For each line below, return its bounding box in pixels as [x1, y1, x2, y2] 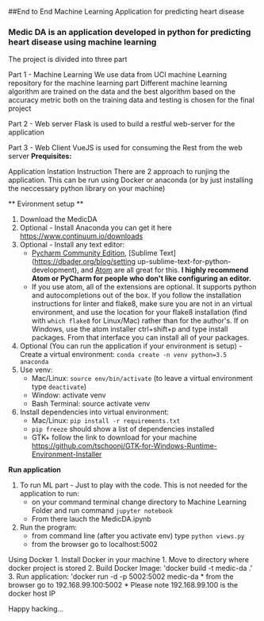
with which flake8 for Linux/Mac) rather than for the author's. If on [31, 316, 249, 325]
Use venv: [19, 365, 53, 375]
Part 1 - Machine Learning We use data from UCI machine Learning [8, 70, 228, 80]
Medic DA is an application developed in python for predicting [8, 26, 251, 37]
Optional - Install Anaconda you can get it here [19, 223, 172, 233]
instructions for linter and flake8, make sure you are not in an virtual [31, 299, 253, 309]
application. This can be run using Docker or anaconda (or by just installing [8, 175, 254, 185]
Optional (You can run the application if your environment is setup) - [19, 341, 243, 351]
